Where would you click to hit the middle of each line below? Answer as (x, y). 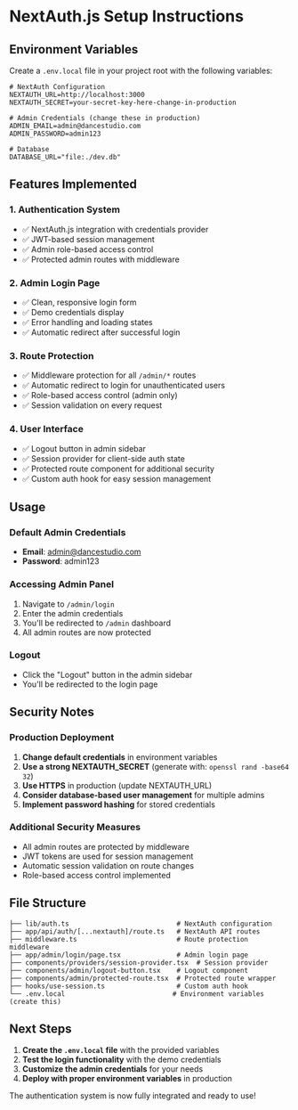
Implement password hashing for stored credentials (119, 804)
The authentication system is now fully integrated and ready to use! (133, 1096)
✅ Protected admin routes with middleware (101, 259)
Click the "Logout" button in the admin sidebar (107, 674)
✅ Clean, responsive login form (79, 302)
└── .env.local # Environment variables (137, 994)
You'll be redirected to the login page (90, 684)
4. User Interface (47, 429)
